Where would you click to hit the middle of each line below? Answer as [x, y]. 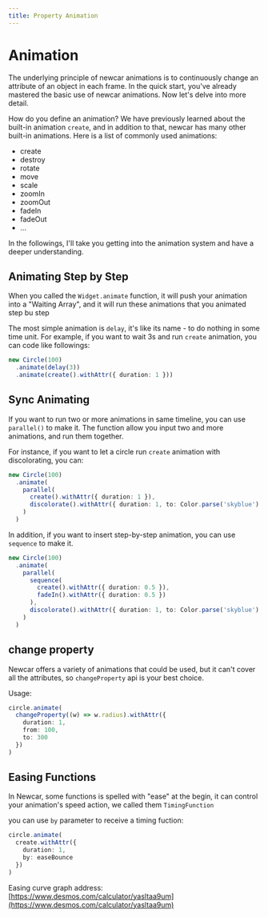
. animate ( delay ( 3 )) [48, 368]
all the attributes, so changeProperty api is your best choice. [106, 678]
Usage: [20, 693]
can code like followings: [49, 346]
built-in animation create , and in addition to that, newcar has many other [127, 127]
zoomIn [32, 194]
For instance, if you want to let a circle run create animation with [114, 451]
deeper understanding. [46, 251]
